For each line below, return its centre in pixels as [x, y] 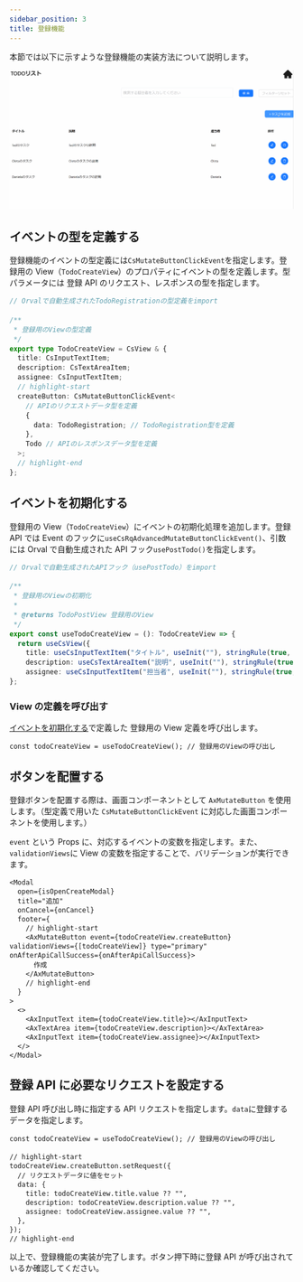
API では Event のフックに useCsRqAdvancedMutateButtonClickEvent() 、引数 [148, 538]
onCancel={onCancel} [56, 911]
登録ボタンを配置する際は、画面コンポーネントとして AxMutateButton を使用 [150, 800]
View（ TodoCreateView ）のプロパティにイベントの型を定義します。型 [163, 272]
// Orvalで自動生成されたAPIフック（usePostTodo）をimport [113, 567]
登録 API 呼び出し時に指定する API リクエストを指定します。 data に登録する [149, 1109]
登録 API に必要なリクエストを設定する [117, 1085]
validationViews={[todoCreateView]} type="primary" [108, 947]
